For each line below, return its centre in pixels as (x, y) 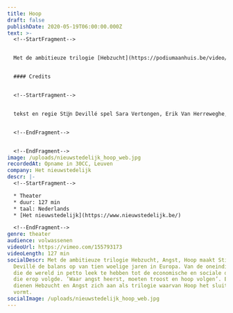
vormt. (23, 292)
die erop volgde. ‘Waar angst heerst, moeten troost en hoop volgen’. (118, 279)
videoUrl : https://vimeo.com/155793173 (65, 247)
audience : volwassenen (40, 241)
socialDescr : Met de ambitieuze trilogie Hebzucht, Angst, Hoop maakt (111, 260)
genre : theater (29, 234)
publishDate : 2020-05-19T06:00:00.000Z (65, 26)
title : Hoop (24, 14)
